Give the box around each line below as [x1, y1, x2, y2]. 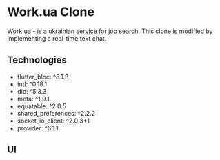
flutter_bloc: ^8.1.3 [17, 72, 69, 81]
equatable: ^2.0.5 [17, 101, 67, 110]
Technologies [7, 54, 68, 66]
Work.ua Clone [7, 4, 95, 20]
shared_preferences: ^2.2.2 [17, 109, 95, 117]
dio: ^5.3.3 [17, 87, 47, 95]
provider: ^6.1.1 [17, 123, 59, 132]
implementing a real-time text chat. [7, 34, 107, 42]
